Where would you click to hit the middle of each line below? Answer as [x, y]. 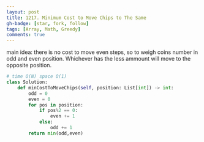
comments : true [26, 35]
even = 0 [40, 99]
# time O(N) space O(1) [37, 77]
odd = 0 [38, 93]
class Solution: [27, 82]
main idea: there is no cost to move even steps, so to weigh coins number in [102, 52]
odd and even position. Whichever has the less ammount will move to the [99, 59]
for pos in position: [56, 105]
